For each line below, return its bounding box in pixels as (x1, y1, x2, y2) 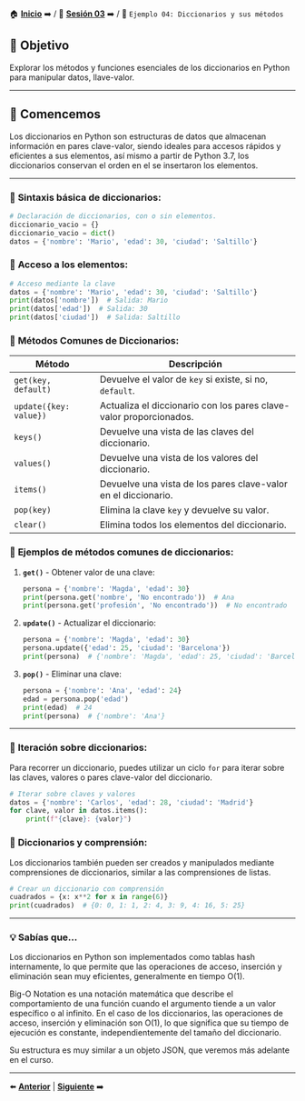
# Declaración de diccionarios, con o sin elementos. (9, 211, 218, 221)
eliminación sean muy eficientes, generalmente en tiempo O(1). (9, 971, 245, 982)
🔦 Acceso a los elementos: (9, 258, 129, 271)
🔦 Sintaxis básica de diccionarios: (9, 191, 162, 204)
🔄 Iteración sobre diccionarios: (9, 741, 148, 754)
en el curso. (9, 1055, 54, 1066)
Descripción (168, 358, 222, 371)
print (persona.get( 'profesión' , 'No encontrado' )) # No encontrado (22, 601, 288, 610)
